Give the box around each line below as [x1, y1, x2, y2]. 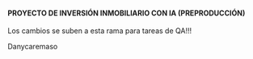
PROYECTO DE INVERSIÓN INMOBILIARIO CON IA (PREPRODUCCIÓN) [7, 8, 246, 18]
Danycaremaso [7, 42, 58, 52]
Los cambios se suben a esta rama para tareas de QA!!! [7, 26, 192, 36]
